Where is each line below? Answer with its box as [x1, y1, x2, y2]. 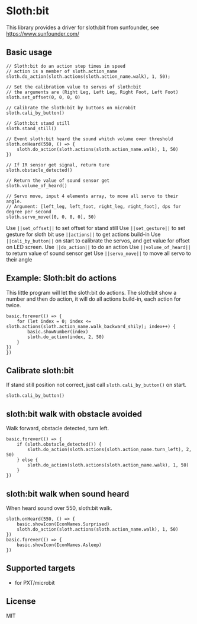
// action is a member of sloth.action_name [6, 68, 118, 74]
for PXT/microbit [14, 579, 55, 586]
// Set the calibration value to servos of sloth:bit [6, 84, 142, 90]
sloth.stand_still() [6, 125, 57, 131]
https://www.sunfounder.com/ [6, 30, 80, 37]
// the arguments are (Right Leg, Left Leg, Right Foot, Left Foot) [6, 89, 179, 95]
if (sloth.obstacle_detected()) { [17, 442, 102, 447]
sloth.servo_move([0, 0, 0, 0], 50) [6, 214, 96, 220]
